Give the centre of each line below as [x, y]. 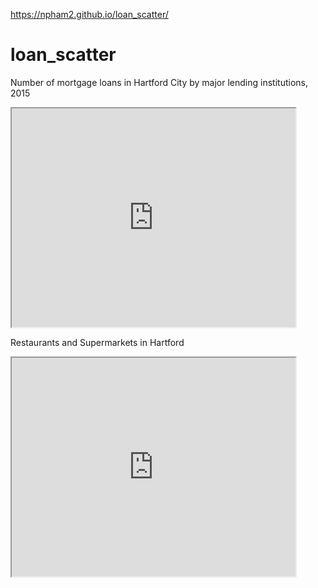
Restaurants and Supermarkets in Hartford [97, 342]
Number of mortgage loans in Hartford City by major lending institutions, [159, 82]
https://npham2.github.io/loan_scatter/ [89, 14]
